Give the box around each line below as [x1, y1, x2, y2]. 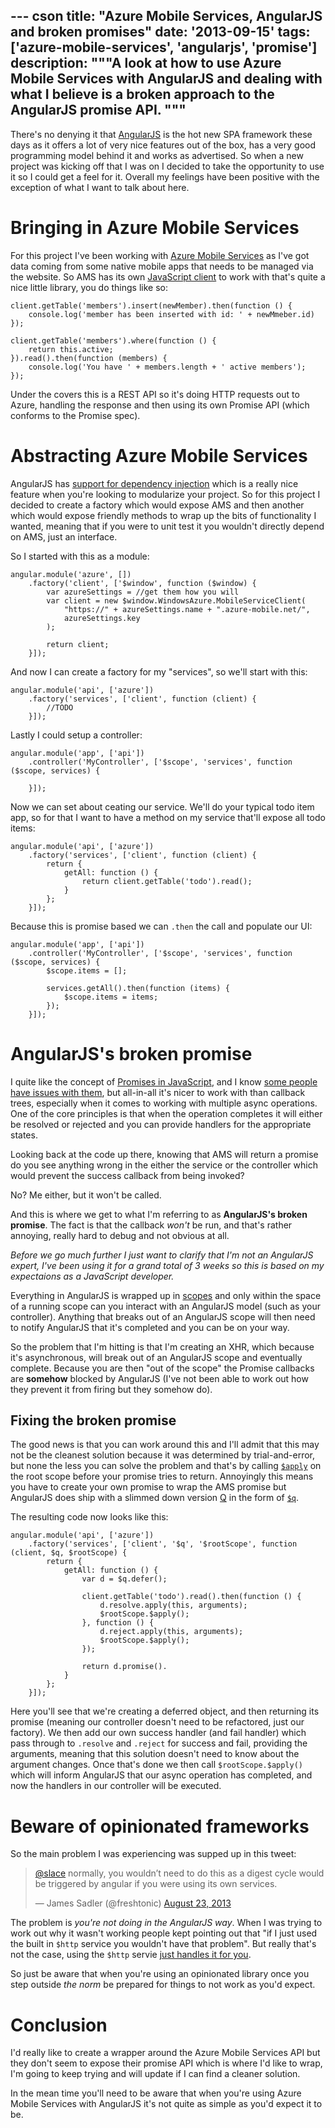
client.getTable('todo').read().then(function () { [81, 1592, 302, 1602]
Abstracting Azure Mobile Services [10, 444, 308, 467]
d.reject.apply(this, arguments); [99, 1627, 244, 1637]
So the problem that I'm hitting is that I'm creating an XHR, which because [10, 1340, 315, 1353]
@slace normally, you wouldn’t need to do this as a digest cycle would [34, 1867, 325, 1879]
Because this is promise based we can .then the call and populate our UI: [10, 920, 313, 932]
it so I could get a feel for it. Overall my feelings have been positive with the [10, 170, 320, 183]
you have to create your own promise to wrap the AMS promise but [10, 1481, 287, 1493]
